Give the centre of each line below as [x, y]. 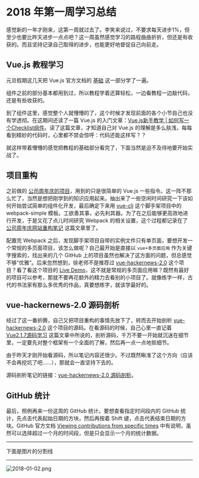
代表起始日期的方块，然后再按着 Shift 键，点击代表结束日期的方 [109, 418]
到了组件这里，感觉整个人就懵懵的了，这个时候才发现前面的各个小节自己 [94, 112]
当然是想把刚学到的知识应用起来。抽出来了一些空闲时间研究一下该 [107, 198]
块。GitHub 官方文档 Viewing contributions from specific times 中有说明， [96, 426]
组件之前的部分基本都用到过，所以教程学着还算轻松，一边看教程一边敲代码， [99, 93]
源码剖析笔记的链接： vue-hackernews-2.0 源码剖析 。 [71, 375]
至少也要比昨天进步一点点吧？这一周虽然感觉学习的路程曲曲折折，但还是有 [97, 37]
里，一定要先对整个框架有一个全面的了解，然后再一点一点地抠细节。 [89, 343]
